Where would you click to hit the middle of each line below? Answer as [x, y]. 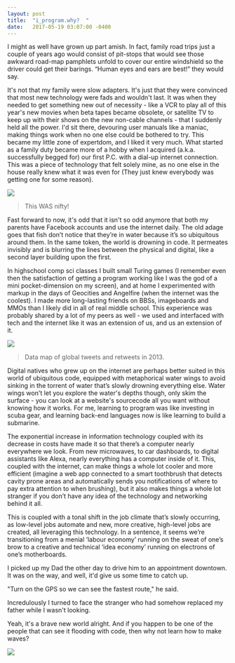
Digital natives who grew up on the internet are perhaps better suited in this [116, 371]
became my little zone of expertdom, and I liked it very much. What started [115, 142]
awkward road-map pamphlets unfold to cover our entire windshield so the [115, 62]
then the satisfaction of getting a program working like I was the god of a [112, 279]
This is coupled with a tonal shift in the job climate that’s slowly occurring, [114, 517]
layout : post [26, 14]
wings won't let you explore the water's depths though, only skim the [107, 393]
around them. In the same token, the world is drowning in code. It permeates [117, 242]
